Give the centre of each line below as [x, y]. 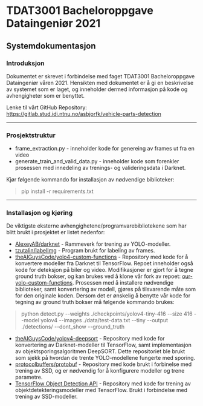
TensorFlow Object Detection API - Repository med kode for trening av [103, 384]
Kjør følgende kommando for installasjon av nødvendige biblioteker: [90, 180]
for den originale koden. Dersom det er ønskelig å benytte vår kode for [103, 296]
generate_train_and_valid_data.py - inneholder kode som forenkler [97, 161]
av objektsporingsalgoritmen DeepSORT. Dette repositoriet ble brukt [100, 351]
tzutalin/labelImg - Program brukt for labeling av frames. [85, 251]
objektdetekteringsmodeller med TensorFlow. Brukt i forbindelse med [101, 390]
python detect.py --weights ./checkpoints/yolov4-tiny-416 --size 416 [107, 314]
